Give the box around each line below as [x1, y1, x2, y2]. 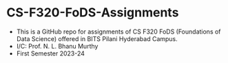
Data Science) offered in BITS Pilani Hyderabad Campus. [16, 34, 178, 42]
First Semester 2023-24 [16, 49, 85, 58]
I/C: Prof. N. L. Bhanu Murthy [16, 42, 99, 50]
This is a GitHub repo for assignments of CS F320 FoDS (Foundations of [16, 27, 221, 36]
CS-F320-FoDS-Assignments [6, 5, 179, 21]
